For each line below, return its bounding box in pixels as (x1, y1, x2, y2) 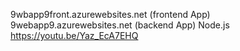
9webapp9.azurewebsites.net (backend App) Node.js (10, 19, 230, 31)
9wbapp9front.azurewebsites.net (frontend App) (10, 9, 211, 20)
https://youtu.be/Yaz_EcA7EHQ (10, 30, 139, 41)
